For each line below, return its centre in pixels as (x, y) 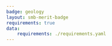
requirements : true (31, 23)
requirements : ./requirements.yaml (62, 34)
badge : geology (25, 12)
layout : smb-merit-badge (37, 17)
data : (13, 28)
